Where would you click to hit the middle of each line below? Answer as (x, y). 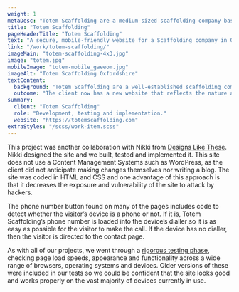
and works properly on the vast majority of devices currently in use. (107, 280)
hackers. (20, 192)
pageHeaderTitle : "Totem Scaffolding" (65, 34)
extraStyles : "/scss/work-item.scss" (63, 126)
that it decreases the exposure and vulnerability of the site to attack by (111, 184)
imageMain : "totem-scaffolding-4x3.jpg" (68, 54)
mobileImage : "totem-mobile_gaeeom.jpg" (68, 67)
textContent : (27, 80)
